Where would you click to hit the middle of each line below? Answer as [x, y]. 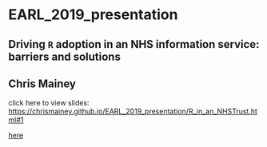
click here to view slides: [49, 103]
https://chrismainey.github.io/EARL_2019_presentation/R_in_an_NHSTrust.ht [133, 111]
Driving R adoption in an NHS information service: [134, 44]
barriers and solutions [65, 56]
